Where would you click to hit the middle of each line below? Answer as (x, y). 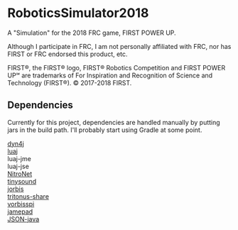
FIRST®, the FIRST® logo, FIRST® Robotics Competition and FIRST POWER (117, 67)
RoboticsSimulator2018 (78, 13)
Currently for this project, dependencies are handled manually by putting (114, 122)
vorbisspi (21, 204)
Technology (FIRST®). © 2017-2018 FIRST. (70, 82)
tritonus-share (28, 196)
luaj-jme (20, 158)
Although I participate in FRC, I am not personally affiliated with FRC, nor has (119, 46)
